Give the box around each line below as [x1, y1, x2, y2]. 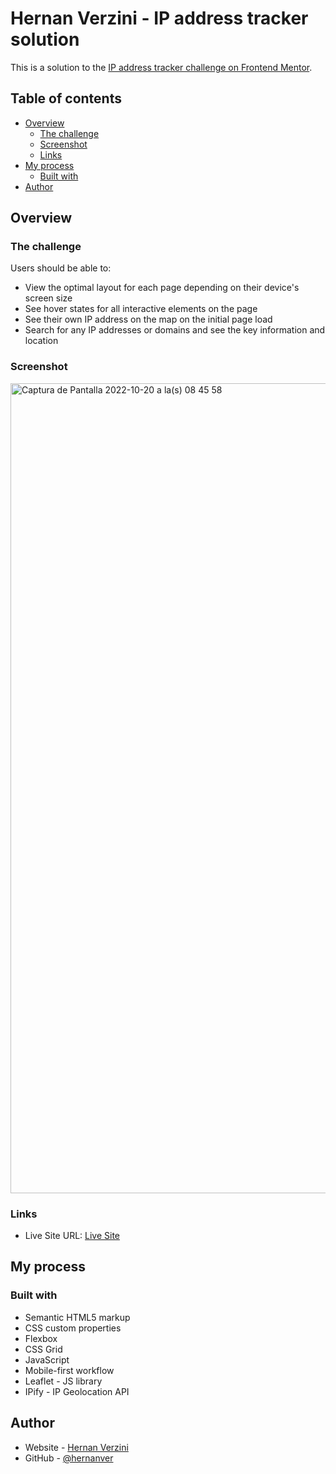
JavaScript [24, 1353, 70, 1366]
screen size [24, 292, 73, 304]
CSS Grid [24, 1343, 63, 1355]
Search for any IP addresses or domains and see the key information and [24, 324, 326, 336]
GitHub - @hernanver [24, 1452, 114, 1464]
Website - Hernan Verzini [24, 1441, 129, 1453]
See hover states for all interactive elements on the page [24, 303, 258, 315]
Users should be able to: [10, 262, 112, 274]
